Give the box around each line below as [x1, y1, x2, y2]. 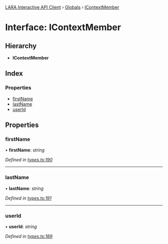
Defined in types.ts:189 [5, 233, 52, 239]
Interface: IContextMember [5, 22, 121, 33]
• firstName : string [5, 147, 45, 153]
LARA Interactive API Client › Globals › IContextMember [5, 4, 119, 10]
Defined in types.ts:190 [5, 157, 53, 163]
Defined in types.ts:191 [5, 195, 51, 201]
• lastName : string [5, 185, 44, 191]
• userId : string [5, 223, 37, 229]
